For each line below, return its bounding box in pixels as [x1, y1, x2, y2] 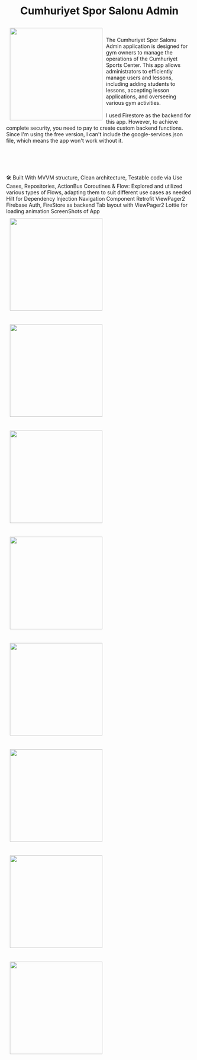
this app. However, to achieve [106, 118, 179, 125]
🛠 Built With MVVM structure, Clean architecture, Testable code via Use [6, 174, 183, 181]
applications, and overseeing [106, 93, 176, 100]
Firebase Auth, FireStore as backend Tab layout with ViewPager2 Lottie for [6, 201, 188, 208]
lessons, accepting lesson [106, 86, 170, 94]
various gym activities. [106, 99, 161, 106]
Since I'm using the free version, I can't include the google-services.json [6, 130, 183, 137]
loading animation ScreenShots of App [6, 207, 101, 214]
